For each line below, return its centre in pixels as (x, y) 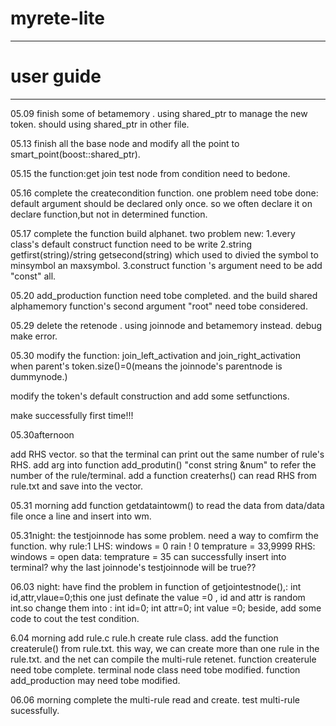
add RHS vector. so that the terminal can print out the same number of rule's (167, 454)
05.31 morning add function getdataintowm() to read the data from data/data (167, 505)
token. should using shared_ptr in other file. (100, 124)
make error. (34, 336)
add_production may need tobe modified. (95, 680)
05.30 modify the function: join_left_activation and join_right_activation (156, 355)
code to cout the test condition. (75, 618)
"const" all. (33, 276)
